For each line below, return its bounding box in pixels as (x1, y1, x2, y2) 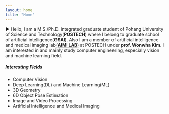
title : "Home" (5, 12, 35, 17)
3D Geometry (12, 87, 41, 93)
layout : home (5, 7, 33, 13)
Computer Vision (12, 76, 48, 83)
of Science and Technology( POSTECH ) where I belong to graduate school (5, 31, 159, 37)
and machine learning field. (5, 52, 62, 58)
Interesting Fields (5, 64, 43, 70)
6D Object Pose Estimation (12, 92, 69, 98)
